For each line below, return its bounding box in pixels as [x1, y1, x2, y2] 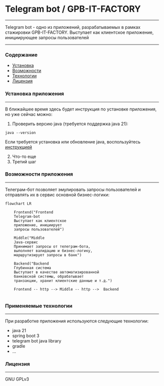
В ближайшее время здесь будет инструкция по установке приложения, [5, 106, 157, 112]
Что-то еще [12, 153, 37, 159]
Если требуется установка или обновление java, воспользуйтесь [5, 138, 141, 145]
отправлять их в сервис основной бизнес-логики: [5, 192, 110, 198]
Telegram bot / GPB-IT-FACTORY [5, 3, 141, 15]
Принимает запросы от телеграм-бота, [14, 244, 91, 249]
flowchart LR [5, 201, 32, 206]
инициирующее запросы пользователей [5, 34, 89, 40]
